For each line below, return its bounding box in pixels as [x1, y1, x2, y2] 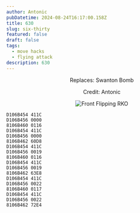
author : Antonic [6, 8, 47, 15]
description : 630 [6, 59, 50, 66]
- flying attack [12, 54, 53, 60]
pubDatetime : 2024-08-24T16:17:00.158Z [6, 15, 107, 21]
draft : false [6, 37, 39, 43]
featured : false [6, 32, 47, 38]
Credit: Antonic [82, 88, 121, 95]
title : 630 [6, 20, 34, 26]
